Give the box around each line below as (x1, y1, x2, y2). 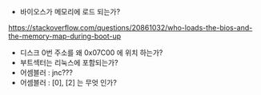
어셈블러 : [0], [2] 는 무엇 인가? (19, 78, 118, 87)
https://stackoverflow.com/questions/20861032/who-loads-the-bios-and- (8, 23, 253, 32)
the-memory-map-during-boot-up (8, 31, 122, 41)
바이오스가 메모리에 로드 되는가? (19, 7, 121, 16)
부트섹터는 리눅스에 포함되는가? (19, 58, 118, 67)
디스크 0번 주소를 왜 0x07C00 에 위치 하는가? (19, 48, 163, 57)
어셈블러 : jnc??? (19, 68, 74, 77)
